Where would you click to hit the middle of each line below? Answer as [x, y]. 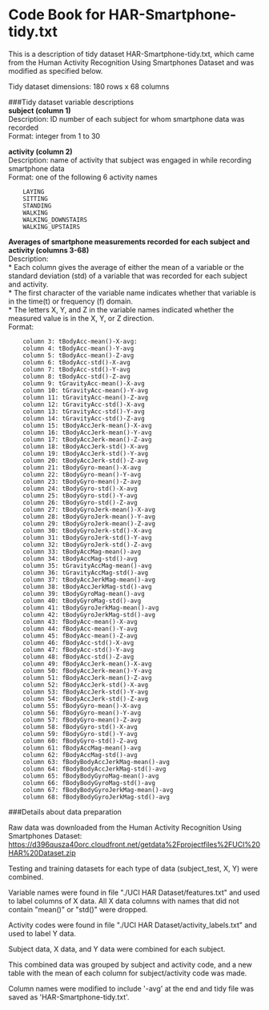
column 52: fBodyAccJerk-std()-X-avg [86, 685]
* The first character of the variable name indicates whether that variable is [132, 292]
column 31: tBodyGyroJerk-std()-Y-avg [87, 537]
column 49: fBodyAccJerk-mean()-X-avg [87, 664]
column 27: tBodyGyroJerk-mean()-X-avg [89, 509]
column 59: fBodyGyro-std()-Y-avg [80, 734]
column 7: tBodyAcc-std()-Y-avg [76, 369]
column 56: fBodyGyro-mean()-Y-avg [82, 713]
